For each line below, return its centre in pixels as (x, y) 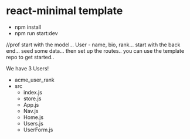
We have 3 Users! (28, 68)
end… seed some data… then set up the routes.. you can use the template (95, 50)
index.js (33, 92)
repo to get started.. (30, 57)
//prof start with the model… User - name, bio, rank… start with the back (93, 45)
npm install (28, 27)
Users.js (33, 123)
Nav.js (31, 111)
